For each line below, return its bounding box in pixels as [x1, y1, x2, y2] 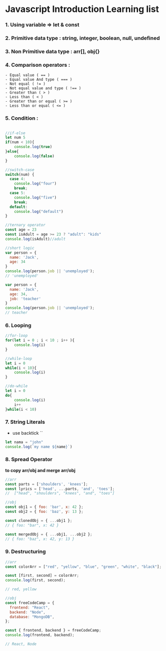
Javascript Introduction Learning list [5, 3, 160, 15]
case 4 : [9, 176, 26, 181]
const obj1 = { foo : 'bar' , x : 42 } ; [5, 504, 84, 509]
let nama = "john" [5, 440, 43, 445]
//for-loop [5, 333, 28, 338]
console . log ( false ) [14, 154, 55, 159]
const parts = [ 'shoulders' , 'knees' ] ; [5, 482, 88, 487]
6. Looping [5, 322, 31, 328]
